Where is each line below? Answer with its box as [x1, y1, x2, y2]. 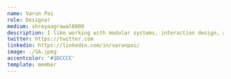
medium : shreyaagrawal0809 [7, 23, 85, 30]
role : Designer [7, 16, 51, 23]
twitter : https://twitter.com [7, 36, 94, 43]
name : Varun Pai [7, 10, 54, 17]
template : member [7, 61, 57, 68]
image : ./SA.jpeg [7, 49, 57, 56]
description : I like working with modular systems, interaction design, [7, 29, 220, 36]
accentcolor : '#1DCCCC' [7, 55, 76, 62]
